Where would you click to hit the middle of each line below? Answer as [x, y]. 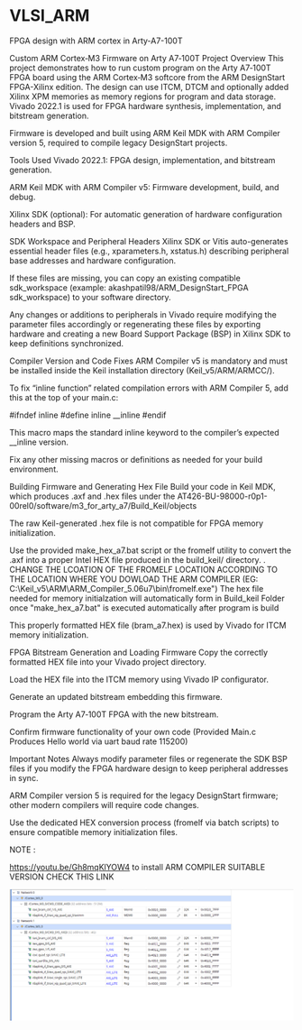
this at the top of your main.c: [64, 397]
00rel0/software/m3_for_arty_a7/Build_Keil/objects [103, 505]
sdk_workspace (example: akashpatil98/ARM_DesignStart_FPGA [129, 287]
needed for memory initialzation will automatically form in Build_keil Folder [147, 598]
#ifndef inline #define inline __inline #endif [88, 415]
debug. [23, 197]
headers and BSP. [43, 224]
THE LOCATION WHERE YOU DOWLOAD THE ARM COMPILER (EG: [134, 579]
